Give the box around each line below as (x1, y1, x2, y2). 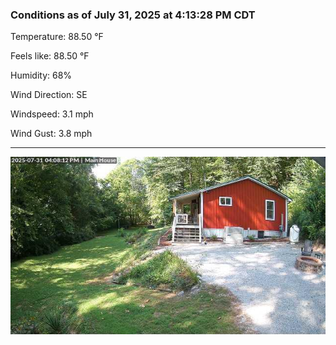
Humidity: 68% (10, 69, 73, 82)
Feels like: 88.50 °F (10, 50, 90, 62)
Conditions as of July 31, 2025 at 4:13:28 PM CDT (10, 8, 256, 22)
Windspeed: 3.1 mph (10, 108, 94, 120)
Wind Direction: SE (10, 89, 88, 101)
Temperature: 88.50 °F (10, 31, 104, 43)
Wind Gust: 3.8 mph (10, 128, 93, 140)
